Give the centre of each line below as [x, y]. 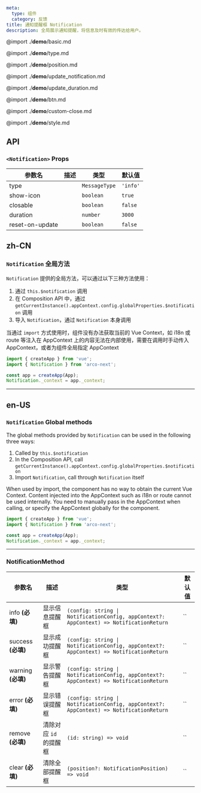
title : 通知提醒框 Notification [44, 25]
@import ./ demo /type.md [38, 53]
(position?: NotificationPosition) [118, 768]
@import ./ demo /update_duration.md [52, 88]
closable [21, 205]
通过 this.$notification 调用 [51, 291]
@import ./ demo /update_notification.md [56, 77]
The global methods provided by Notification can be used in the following [99, 435]
